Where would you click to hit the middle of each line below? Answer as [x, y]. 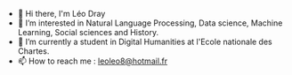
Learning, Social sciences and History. [88, 32]
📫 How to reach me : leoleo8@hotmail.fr [93, 61]
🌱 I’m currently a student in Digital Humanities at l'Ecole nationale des [145, 41]
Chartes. [33, 51]
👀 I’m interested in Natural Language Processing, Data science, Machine [150, 23]
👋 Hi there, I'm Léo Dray [61, 14]
